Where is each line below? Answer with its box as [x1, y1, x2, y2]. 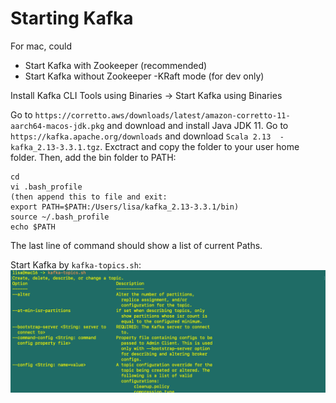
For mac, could [10, 40, 73, 52]
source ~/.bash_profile [10, 212, 110, 222]
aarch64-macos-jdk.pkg [10, 121, 105, 131]
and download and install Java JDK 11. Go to [106, 119, 289, 131]
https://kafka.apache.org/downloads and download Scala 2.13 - [10, 130, 285, 142]
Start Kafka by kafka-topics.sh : [10, 258, 142, 271]
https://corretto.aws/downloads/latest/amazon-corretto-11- [34, 110, 291, 121]
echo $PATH [10, 222, 56, 232]
